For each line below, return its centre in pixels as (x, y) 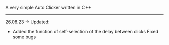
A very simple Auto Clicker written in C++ (48, 7)
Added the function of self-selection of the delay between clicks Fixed (85, 32)
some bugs (24, 37)
